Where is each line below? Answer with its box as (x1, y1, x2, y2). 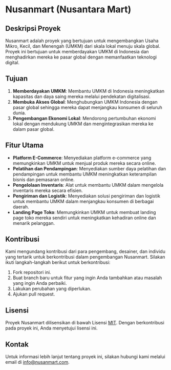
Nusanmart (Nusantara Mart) (5, 4, 132, 15)
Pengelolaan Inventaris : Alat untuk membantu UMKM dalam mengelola (12, 182, 164, 188)
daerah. (12, 204, 29, 210)
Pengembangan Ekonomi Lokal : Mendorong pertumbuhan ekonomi (12, 115, 156, 121)
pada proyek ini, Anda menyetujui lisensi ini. (5, 325, 98, 332)
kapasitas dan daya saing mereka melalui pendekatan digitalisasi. (12, 93, 151, 100)
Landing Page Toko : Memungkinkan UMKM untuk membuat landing (12, 209, 156, 215)
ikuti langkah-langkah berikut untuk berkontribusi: (5, 259, 111, 265)
